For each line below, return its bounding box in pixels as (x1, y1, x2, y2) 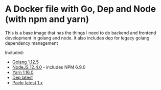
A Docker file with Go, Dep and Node (5, 3, 156, 15)
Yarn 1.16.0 (12, 69, 34, 75)
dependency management (5, 40, 58, 46)
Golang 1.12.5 (12, 59, 39, 65)
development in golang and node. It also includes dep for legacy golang (5, 35, 150, 41)
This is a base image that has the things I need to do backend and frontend (5, 30, 157, 36)
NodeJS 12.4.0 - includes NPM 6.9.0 (12, 64, 86, 70)
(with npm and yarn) (5, 14, 89, 25)
